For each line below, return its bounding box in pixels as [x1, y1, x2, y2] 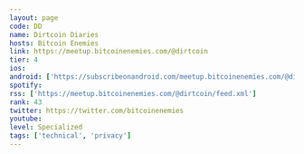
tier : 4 [9, 55, 39, 64]
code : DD [9, 22, 43, 31]
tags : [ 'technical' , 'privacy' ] [9, 131, 131, 140]
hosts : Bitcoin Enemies [9, 38, 100, 48]
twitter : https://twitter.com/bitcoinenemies [9, 106, 184, 115]
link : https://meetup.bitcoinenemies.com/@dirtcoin [9, 47, 208, 56]
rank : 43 [9, 97, 43, 107]
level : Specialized [9, 123, 83, 132]
